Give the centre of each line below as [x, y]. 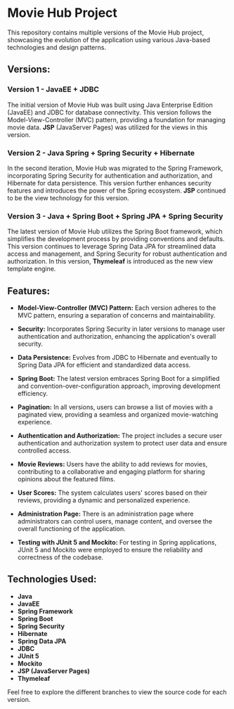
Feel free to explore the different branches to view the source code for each [117, 692]
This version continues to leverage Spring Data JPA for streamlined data [112, 247]
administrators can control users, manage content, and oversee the [115, 521]
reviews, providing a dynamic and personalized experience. [104, 500]
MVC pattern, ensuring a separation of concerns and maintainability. [116, 316]
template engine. [32, 269]
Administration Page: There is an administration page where [105, 514]
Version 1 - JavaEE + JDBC [53, 89]
